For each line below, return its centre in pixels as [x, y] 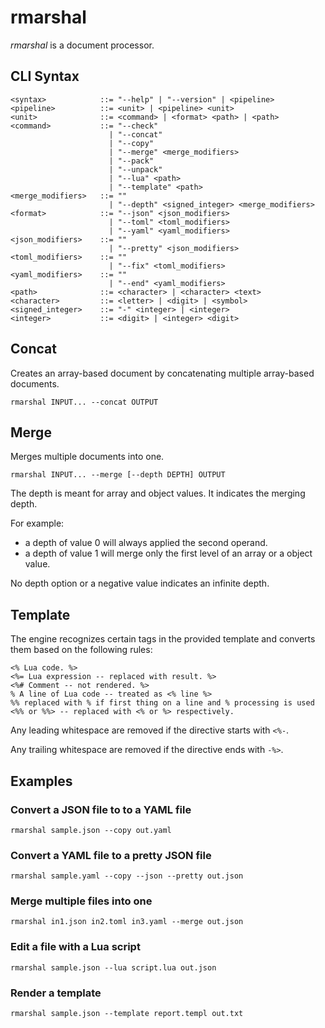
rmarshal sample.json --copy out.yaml [91, 830]
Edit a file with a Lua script [75, 947]
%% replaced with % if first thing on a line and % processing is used [162, 703]
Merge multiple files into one [81, 901]
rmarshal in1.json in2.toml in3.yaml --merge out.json [127, 922]
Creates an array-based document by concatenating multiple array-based [162, 373]
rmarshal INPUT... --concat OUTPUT [84, 402]
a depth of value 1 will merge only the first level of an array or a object [168, 553]
